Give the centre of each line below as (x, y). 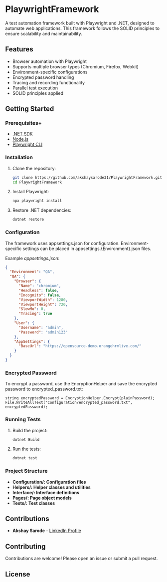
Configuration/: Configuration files (49, 482)
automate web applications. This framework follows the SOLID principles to (83, 28)
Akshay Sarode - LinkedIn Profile (47, 531)
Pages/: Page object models (42, 498)
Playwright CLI (27, 145)
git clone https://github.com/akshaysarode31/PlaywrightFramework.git (87, 177)
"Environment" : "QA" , (32, 272)
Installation (19, 157)
